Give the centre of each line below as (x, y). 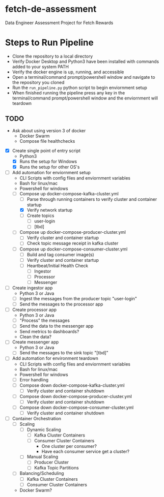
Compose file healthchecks (47, 141)
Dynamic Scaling (44, 430)
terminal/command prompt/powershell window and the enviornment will (85, 98)
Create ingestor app (32, 288)
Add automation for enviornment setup (51, 172)
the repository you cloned (38, 82)
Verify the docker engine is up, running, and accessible (68, 72)
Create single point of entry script (46, 151)
